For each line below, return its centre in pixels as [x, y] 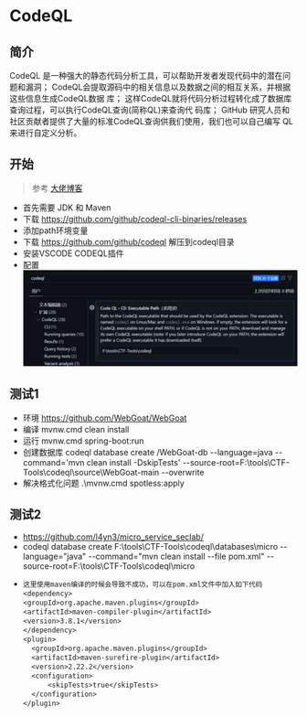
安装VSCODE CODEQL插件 [73, 253]
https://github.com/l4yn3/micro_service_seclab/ [113, 537]
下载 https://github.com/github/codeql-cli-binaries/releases [135, 219]
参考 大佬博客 [57, 187]
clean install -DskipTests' [133, 462]
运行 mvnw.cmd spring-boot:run [83, 441]
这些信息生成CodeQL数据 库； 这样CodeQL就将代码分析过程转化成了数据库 [151, 98]
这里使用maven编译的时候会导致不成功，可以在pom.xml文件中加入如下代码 [143, 585]
